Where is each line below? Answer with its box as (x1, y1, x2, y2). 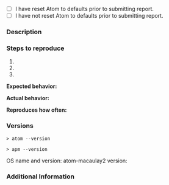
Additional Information (6, 172, 75, 181)
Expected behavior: (6, 82, 57, 90)
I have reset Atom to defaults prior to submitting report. (15, 5, 154, 12)
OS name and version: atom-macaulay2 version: (6, 157, 128, 164)
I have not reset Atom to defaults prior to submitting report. (15, 12, 164, 20)
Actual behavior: (6, 95, 50, 102)
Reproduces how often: (6, 106, 67, 114)
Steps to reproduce (6, 44, 65, 53)
